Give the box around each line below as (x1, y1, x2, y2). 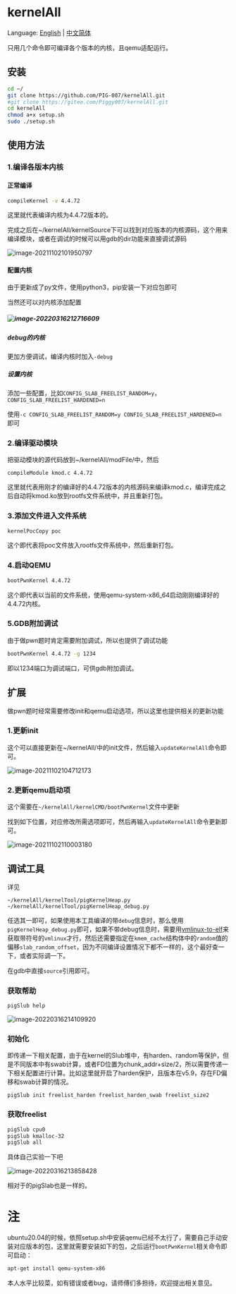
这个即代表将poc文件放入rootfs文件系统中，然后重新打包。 (7, 541, 178, 550)
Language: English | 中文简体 (7, 28, 92, 37)
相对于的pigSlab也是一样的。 (7, 1181, 92, 1190)
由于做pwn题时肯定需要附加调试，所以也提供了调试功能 (7, 636, 168, 644)
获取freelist (7, 1109, 47, 1119)
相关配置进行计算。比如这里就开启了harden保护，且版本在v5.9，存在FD (13, 1069, 221, 1077)
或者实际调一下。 (19, 951, 69, 960)
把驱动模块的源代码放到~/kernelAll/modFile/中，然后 (7, 456, 160, 464)
